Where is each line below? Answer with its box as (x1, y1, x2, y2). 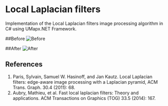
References (5, 60, 43, 69)
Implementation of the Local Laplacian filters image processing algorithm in (5, 20, 163, 26)
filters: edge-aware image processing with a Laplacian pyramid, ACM (12, 79, 158, 85)
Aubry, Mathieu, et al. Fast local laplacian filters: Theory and (12, 90, 139, 96)
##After (5, 45, 21, 51)
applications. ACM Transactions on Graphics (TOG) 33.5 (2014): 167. (12, 95, 156, 101)
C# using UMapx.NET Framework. (5, 25, 77, 31)
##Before (5, 36, 25, 42)
